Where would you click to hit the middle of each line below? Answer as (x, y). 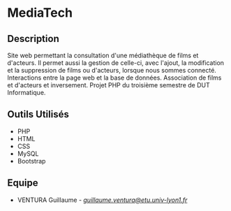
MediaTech (40, 13)
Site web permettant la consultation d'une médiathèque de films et (103, 55)
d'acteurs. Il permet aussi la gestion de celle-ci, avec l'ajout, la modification (116, 63)
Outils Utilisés (38, 114)
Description (33, 39)
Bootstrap (31, 161)
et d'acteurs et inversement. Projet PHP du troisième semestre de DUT (109, 85)
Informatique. (27, 93)
